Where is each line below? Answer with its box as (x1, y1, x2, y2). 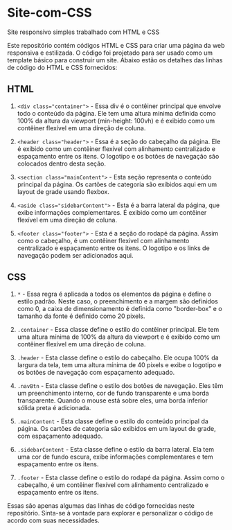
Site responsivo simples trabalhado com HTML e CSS (7, 28, 160, 36)
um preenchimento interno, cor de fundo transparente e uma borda (17, 389, 209, 397)
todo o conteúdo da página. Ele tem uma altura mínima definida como (17, 109, 216, 117)
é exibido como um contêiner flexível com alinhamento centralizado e (17, 144, 216, 153)
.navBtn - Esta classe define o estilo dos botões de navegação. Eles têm (17, 381, 224, 389)
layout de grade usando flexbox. (17, 187, 109, 195)
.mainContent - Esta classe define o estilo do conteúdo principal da (17, 417, 209, 425)
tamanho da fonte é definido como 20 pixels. (17, 312, 145, 320)
